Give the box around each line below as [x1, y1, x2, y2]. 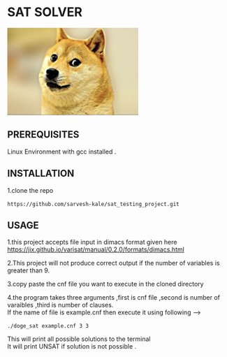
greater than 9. [7, 266, 50, 275]
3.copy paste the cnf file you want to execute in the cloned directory [7, 280, 204, 289]
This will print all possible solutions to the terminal [7, 335, 151, 343]
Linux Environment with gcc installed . [7, 147, 117, 156]
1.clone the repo [7, 186, 54, 194]
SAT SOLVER [7, 4, 82, 20]
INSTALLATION [7, 168, 75, 180]
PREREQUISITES [7, 129, 80, 140]
